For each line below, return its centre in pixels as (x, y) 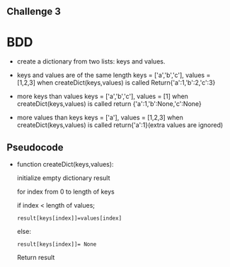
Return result (36, 258)
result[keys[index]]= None (57, 244)
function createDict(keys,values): (65, 165)
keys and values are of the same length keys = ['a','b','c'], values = (114, 75)
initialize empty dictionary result (63, 178)
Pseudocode (35, 147)
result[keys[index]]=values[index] (69, 218)
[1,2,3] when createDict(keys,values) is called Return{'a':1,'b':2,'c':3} (116, 83)
